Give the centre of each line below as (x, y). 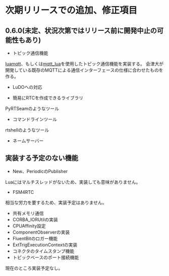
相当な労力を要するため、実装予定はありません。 (56, 202)
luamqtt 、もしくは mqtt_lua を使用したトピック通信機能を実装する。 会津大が (84, 64)
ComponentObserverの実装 (41, 232)
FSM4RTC (23, 192)
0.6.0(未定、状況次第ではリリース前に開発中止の (81, 31)
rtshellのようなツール (27, 130)
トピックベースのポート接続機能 (46, 257)
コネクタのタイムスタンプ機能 (43, 251)
